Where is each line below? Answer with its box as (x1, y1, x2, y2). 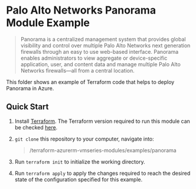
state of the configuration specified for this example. (14, 175, 143, 183)
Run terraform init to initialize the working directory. (14, 158, 146, 165)
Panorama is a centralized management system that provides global (20, 35, 186, 43)
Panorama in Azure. (6, 84, 54, 92)
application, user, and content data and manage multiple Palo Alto (20, 60, 181, 68)
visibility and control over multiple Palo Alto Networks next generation (20, 42, 191, 49)
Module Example (6, 16, 90, 30)
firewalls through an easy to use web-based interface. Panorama (20, 48, 179, 55)
